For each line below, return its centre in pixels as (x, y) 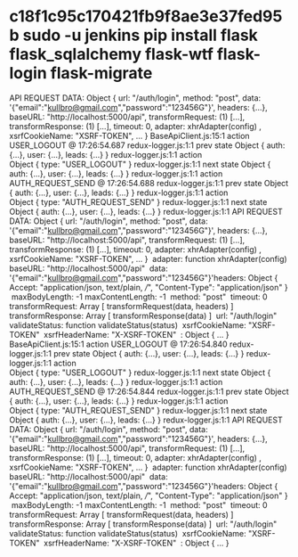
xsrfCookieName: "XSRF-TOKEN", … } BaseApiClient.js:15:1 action (130, 135)
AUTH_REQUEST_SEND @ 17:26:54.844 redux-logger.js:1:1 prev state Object (149, 391)
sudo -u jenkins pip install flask (140, 35)
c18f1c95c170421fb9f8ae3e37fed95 (146, 16)
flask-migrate (101, 74)
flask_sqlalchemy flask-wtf (111, 54)
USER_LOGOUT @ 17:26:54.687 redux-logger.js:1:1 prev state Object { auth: (147, 145)
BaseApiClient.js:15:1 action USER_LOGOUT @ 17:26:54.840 (119, 344)
